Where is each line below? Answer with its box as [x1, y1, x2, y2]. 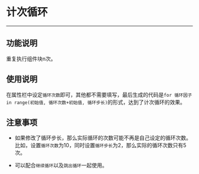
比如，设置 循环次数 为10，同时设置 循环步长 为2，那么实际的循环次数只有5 [14, 142, 187, 149]
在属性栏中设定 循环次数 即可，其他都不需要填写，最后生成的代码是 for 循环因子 [6, 91, 192, 98]
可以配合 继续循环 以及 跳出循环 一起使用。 [14, 162, 108, 169]
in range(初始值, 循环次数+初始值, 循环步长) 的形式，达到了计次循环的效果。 [6, 99, 185, 106]
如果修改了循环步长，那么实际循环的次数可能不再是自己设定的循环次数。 [14, 134, 191, 141]
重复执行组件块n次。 [6, 55, 56, 62]
